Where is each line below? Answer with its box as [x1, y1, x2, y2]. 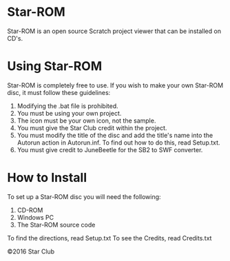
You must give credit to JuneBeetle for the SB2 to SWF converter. [17, 145, 203, 154]
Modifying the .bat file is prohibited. [17, 101, 118, 110]
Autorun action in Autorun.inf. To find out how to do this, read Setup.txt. [17, 138, 220, 147]
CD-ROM [17, 206, 43, 214]
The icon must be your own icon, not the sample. [17, 116, 156, 125]
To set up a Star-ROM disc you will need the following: [7, 192, 161, 200]
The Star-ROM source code [17, 220, 96, 229]
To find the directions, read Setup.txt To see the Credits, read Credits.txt [7, 233, 212, 242]
